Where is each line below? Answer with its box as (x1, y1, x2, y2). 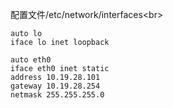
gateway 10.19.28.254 (10, 81, 101, 91)
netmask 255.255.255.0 (10, 90, 105, 100)
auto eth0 (10, 55, 52, 65)
